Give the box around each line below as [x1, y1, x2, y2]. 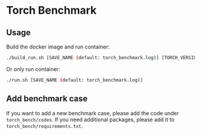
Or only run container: [6, 65, 60, 72]
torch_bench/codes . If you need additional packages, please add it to [6, 116, 175, 123]
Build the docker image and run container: [6, 43, 110, 50]
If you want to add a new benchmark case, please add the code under [6, 109, 179, 116]
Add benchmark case [6, 94, 88, 104]
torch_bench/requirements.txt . [6, 122, 83, 129]
